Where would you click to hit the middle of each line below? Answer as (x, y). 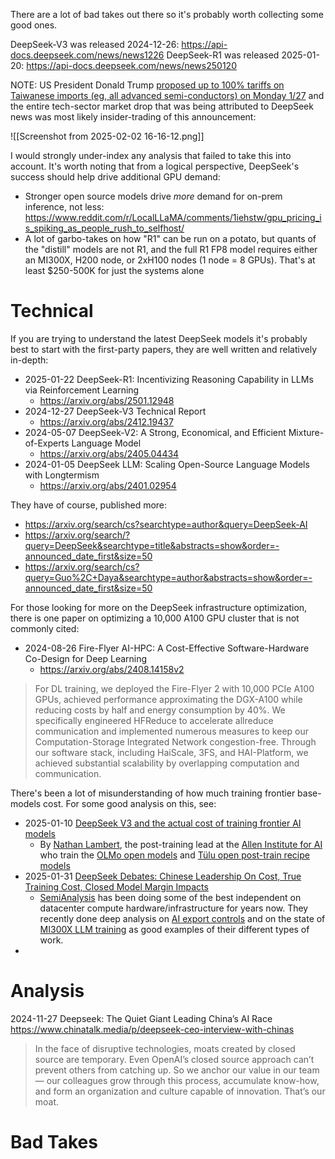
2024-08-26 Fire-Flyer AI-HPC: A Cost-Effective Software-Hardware (167, 648)
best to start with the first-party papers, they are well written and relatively (163, 349)
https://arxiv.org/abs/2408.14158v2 (112, 669)
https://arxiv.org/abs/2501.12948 (107, 400)
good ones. (34, 25)
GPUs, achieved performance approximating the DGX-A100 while (168, 699)
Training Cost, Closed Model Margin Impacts (116, 886)
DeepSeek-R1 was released (223, 55)
